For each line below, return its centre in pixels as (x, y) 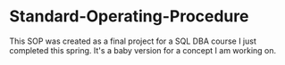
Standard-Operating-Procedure (129, 16)
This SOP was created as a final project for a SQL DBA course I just (133, 41)
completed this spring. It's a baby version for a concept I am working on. (143, 50)
